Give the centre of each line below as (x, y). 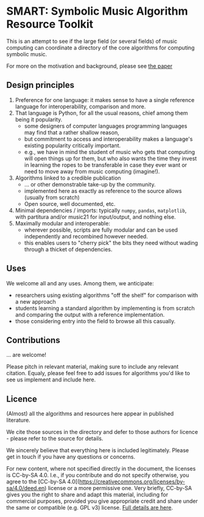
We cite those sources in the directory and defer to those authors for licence (102, 432)
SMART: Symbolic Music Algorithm (97, 11)
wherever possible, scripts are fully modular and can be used (101, 230)
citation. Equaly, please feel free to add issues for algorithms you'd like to (98, 373)
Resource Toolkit (50, 24)
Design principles (40, 85)
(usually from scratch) (52, 197)
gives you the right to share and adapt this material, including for (87, 495)
